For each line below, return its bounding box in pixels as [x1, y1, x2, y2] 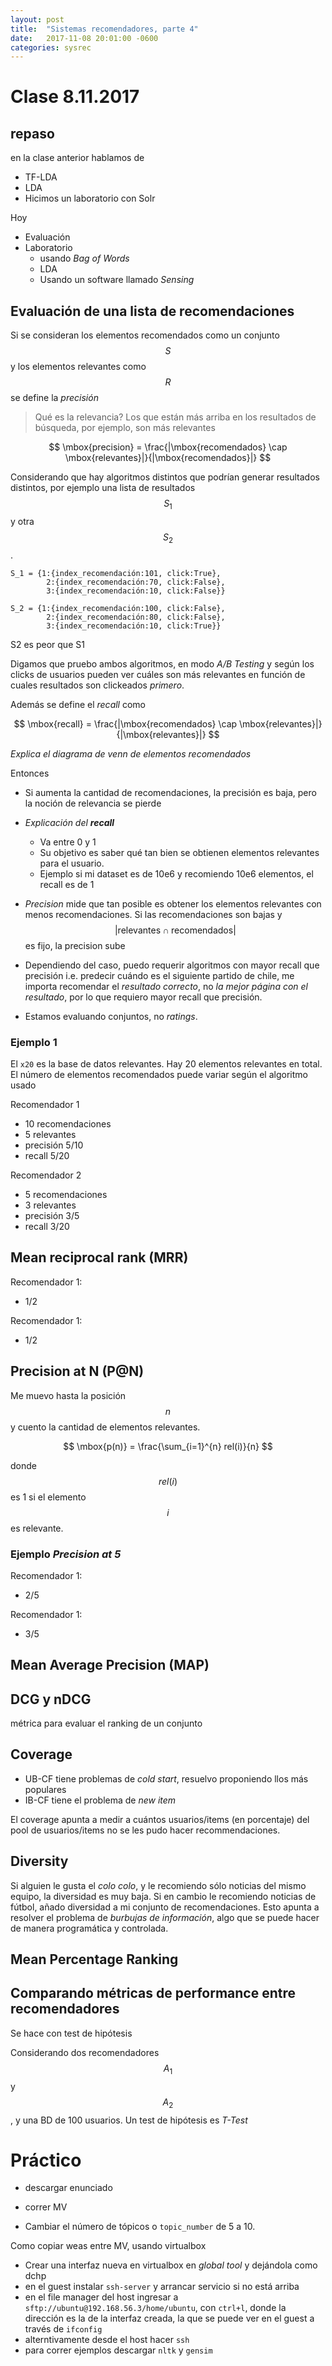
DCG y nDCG [10, 1691, 92, 1708]
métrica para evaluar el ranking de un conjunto [10, 1717, 203, 1730]
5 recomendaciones [24, 1188, 108, 1200]
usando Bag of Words [39, 252, 130, 265]
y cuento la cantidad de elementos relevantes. [10, 1421, 201, 1433]
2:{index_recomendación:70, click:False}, [46, 577, 226, 587]
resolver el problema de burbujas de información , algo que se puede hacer [10, 1911, 320, 1923]
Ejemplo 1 [10, 1035, 58, 1049]
